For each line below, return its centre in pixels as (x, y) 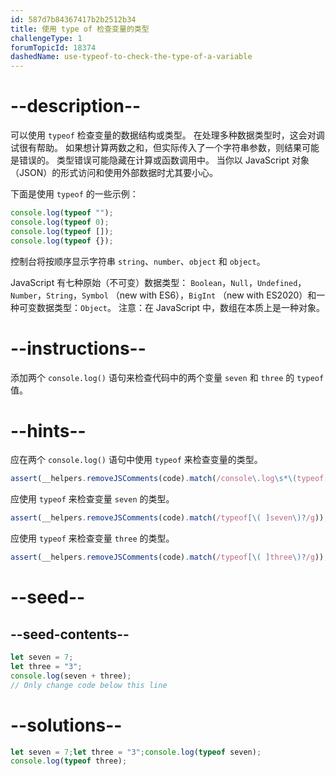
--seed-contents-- (70, 634)
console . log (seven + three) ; (71, 676)
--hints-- (48, 430)
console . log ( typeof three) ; (69, 761)
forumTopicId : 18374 (53, 47)
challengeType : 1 (46, 38)
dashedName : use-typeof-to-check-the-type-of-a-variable (131, 57)
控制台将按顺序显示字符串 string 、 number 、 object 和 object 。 (138, 261)
